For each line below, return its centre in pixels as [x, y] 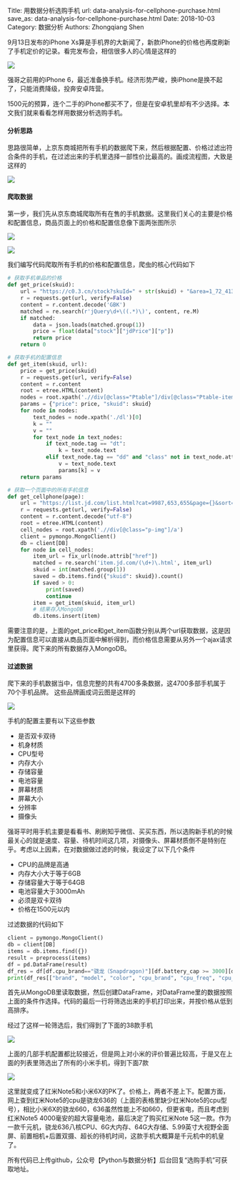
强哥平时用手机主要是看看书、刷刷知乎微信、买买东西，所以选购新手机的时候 [120, 831]
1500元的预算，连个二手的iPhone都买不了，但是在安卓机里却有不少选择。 [115, 104]
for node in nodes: [49, 411]
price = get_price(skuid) [59, 371]
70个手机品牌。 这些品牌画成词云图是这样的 [71, 692]
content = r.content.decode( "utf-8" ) [76, 516]
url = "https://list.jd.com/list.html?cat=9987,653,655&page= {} [118, 503]
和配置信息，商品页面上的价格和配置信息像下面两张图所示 [92, 223]
